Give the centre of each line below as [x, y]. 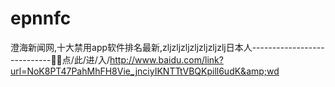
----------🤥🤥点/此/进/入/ [60, 59]
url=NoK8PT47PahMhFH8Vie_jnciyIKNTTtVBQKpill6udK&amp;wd [145, 71]
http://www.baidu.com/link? [166, 59]
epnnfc [41, 18]
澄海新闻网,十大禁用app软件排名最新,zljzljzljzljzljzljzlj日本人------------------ [167, 47]
